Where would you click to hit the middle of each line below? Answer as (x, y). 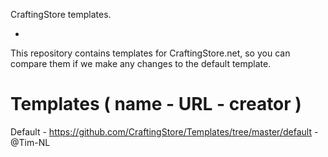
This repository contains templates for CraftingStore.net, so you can (150, 53)
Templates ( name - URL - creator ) (156, 104)
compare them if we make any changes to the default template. (141, 63)
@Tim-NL (30, 142)
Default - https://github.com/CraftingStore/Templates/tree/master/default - (164, 131)
